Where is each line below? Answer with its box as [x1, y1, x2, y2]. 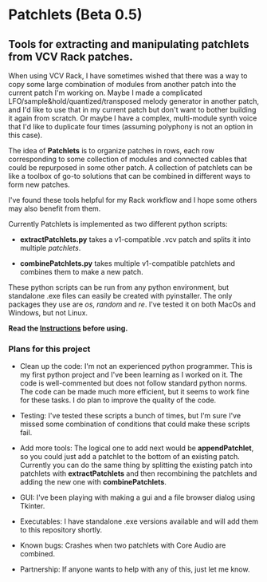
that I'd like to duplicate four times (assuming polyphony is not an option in [8, 122, 253, 131]
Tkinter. [19, 501, 45, 511]
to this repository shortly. [19, 525, 103, 535]
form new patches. [8, 180, 70, 189]
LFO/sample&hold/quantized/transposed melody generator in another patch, [8, 97, 260, 105]
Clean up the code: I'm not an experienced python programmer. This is [19, 362, 253, 371]
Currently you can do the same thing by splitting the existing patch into [19, 461, 253, 470]
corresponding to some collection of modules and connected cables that [8, 154, 247, 164]
